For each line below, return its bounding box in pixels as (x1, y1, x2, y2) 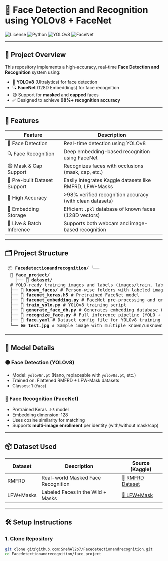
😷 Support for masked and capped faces (12, 92, 99, 98)
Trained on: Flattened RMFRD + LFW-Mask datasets (12, 377, 120, 384)
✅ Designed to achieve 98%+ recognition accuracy (12, 97, 121, 103)
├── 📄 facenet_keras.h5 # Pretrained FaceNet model (10, 292, 140, 298)
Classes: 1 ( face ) (12, 383, 47, 389)
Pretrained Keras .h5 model (12, 407, 69, 413)
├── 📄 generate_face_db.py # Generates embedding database (10, 307, 158, 313)
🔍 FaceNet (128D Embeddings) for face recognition (12, 84, 120, 90)
